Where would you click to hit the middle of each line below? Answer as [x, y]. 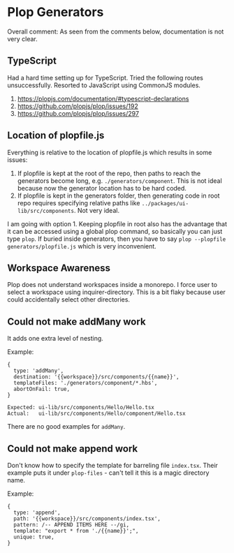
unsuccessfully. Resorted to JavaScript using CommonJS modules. [104, 85]
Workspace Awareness [59, 268]
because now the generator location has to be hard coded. [102, 188]
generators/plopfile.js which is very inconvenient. [82, 246]
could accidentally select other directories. [69, 300]
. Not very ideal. [97, 210]
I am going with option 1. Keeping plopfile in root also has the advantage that [117, 223]
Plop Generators [56, 12]
